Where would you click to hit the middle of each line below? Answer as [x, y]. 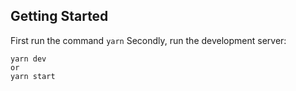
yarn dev [28, 59]
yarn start [33, 76]
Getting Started [59, 16]
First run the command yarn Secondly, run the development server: [148, 40]
